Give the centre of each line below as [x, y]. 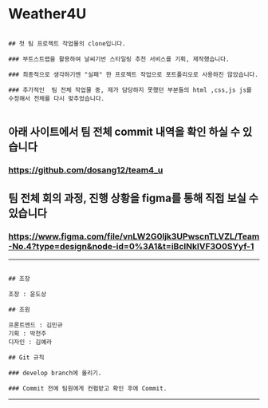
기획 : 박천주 [28, 333]
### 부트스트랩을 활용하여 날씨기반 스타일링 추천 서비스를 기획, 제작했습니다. [119, 59]
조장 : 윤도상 [28, 294]
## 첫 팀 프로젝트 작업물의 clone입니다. [67, 44]
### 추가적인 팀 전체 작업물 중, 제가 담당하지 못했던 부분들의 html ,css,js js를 [130, 90]
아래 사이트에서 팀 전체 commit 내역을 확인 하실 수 [124, 132]
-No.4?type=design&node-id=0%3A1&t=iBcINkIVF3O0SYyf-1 [131, 246]
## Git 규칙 [26, 357]
